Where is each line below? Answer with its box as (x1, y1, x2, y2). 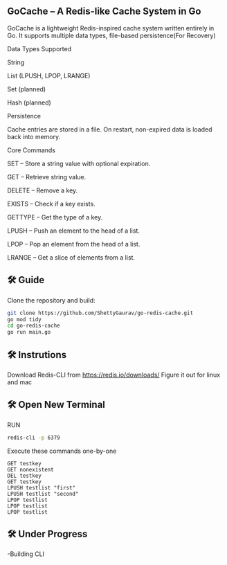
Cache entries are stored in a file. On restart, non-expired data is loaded (7, 125, 212, 134)
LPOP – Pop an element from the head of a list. (7, 240, 140, 248)
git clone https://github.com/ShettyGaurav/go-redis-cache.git (7, 310, 194, 316)
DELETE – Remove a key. (7, 186, 78, 195)
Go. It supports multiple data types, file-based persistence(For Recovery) (7, 31, 216, 39)
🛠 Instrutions (7, 349, 67, 361)
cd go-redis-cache (7, 322, 60, 330)
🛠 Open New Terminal (7, 399, 106, 411)
